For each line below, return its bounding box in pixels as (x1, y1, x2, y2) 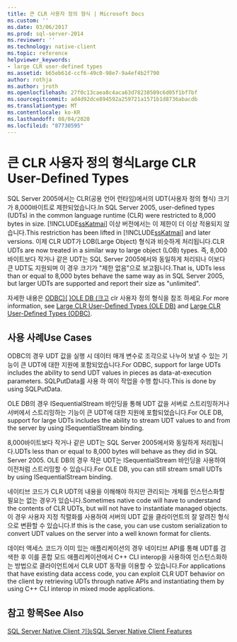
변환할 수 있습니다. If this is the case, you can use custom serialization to (20, 521, 228, 530)
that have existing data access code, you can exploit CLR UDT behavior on (7, 570, 225, 578)
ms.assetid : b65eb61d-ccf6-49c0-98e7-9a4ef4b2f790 (7, 69, 160, 76)
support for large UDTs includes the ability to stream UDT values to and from (7, 416, 231, 425)
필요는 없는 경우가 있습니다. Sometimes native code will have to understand (7, 496, 221, 505)
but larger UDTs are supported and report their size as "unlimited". (7, 279, 200, 288)
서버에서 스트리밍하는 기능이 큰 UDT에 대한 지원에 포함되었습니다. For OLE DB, (7, 408, 224, 417)
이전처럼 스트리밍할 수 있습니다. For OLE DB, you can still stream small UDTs (7, 465, 223, 474)
